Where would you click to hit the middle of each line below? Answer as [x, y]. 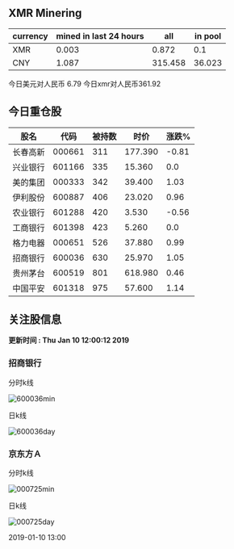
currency [30, 36]
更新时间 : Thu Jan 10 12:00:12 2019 [69, 340]
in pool [208, 36]
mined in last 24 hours [100, 36]
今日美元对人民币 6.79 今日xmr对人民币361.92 [85, 83]
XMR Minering [45, 13]
